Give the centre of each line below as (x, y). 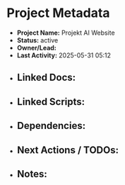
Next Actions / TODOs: (68, 150)
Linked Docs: (46, 78)
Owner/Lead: (37, 47)
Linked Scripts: (51, 102)
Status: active (37, 40)
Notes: (32, 174)
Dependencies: (51, 126)
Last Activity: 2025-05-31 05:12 (64, 55)
